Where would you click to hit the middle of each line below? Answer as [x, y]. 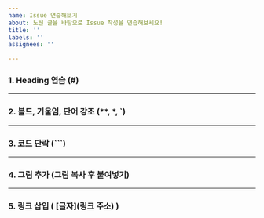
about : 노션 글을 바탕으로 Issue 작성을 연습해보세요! [86, 23]
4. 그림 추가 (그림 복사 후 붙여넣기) [69, 175]
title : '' [24, 30]
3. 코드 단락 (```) [37, 144]
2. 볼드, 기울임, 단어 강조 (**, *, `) [67, 112]
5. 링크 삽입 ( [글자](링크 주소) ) [64, 206]
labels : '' [26, 37]
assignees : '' [31, 45]
